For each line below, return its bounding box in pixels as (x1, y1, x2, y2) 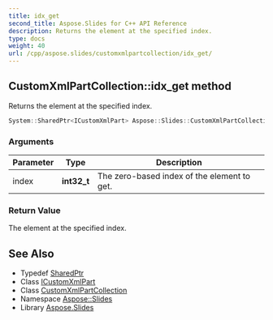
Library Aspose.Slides (19, 303, 94, 313)
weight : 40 (8, 42, 45, 50)
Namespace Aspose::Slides (19, 294, 113, 304)
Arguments (8, 135, 54, 147)
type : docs (8, 34, 45, 43)
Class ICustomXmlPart (19, 277, 96, 287)
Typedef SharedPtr (19, 268, 84, 278)
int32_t (61, 175, 90, 186)
